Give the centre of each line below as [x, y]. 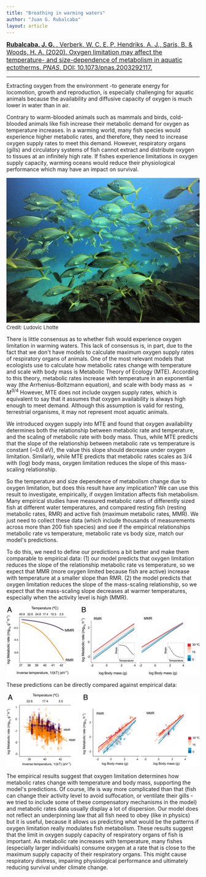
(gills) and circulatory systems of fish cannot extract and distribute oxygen [100, 150]
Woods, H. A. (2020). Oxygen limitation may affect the [84, 52]
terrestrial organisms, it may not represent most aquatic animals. [88, 412]
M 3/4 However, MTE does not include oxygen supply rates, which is [92, 392]
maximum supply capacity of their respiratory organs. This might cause [97, 854]
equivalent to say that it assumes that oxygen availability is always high [96, 399]
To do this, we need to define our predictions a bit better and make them [98, 552]
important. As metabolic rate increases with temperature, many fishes [94, 841]
